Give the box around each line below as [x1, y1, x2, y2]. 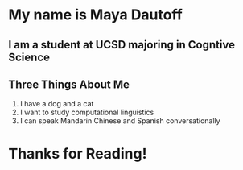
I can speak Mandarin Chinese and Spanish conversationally [19, 116, 220, 126]
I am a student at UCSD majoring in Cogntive [8, 38, 236, 52]
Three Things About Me [8, 77, 130, 91]
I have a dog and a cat [19, 99, 94, 109]
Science [8, 50, 51, 64]
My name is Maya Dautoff [8, 6, 183, 24]
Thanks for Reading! [8, 144, 147, 163]
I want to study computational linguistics [19, 107, 154, 118]
